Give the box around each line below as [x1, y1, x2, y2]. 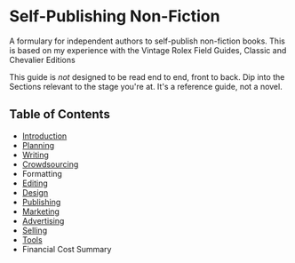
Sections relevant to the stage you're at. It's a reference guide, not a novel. [9, 81, 283, 92]
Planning [21, 139, 55, 150]
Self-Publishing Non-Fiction [9, 6, 220, 27]
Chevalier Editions [9, 54, 76, 65]
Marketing [21, 206, 60, 217]
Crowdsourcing [21, 158, 79, 170]
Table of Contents [9, 107, 111, 122]
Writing [21, 149, 49, 160]
